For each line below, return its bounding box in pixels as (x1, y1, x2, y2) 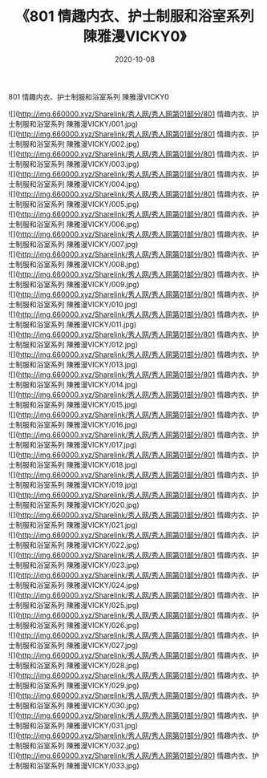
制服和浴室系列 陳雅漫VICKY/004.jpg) (14, 179, 140, 188)
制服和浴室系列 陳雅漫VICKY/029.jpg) (14, 680, 140, 690)
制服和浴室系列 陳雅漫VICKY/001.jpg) (14, 119, 139, 128)
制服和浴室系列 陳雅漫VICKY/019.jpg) (14, 480, 139, 489)
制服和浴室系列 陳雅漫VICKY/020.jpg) (14, 500, 140, 509)
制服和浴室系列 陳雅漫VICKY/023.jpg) (14, 560, 140, 569)
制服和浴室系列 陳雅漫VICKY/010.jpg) (14, 299, 139, 309)
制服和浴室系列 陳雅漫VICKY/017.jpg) (14, 440, 137, 449)
